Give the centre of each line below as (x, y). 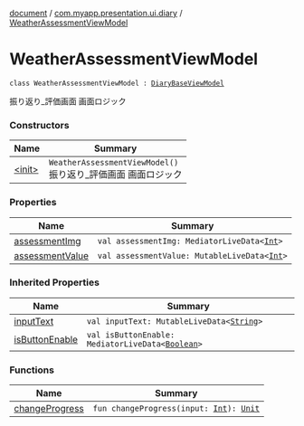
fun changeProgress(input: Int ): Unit (176, 409)
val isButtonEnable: (131, 335)
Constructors (39, 125)
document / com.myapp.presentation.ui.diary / (96, 13)
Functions (32, 370)
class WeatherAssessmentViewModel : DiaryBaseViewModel (117, 83)
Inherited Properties (54, 282)
